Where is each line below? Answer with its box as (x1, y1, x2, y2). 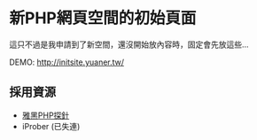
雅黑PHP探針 (21, 110, 70, 121)
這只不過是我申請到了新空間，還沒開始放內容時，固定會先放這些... (9, 39, 250, 50)
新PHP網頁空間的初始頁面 (9, 8, 197, 28)
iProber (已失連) (21, 121, 81, 131)
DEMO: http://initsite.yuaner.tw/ (9, 57, 125, 67)
